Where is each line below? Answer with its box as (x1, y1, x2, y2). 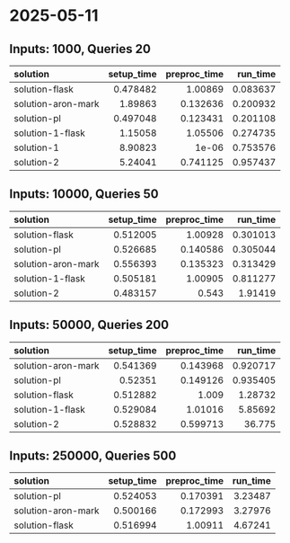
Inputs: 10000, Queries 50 (9, 186, 159, 202)
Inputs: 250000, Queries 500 (9, 449, 177, 464)
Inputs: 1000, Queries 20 (9, 41, 151, 57)
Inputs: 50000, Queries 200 (9, 317, 170, 333)
